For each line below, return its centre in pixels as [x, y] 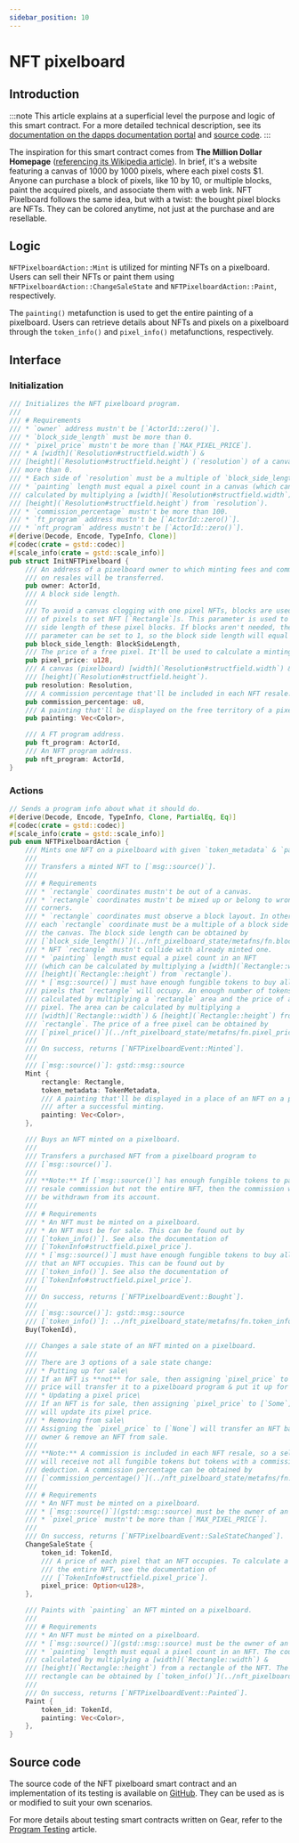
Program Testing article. [53, 1829]
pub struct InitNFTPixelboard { [69, 561]
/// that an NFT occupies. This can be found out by [125, 1264]
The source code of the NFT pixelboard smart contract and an [123, 1783]
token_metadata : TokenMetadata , [101, 1090]
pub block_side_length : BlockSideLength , [103, 644]
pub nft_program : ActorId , [75, 759]
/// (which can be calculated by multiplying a [115, 966]
